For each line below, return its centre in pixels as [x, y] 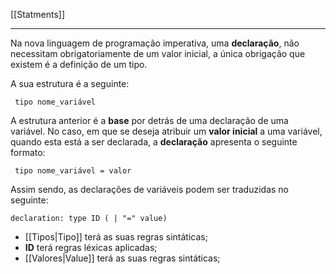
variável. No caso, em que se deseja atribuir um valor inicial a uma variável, [166, 131]
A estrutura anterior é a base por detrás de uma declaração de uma [149, 120]
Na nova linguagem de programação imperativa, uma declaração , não [155, 43]
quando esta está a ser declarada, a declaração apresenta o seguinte [154, 142]
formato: [28, 152]
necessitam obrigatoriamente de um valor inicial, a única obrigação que [158, 53]
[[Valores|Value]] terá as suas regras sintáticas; [122, 258]
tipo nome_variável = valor [73, 171]
